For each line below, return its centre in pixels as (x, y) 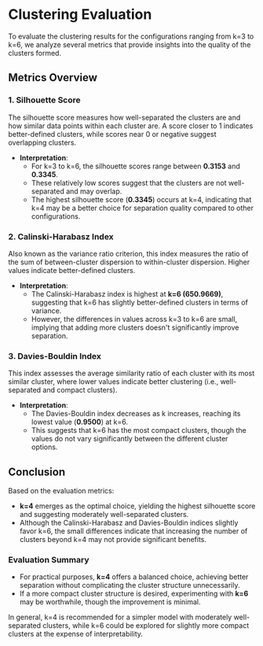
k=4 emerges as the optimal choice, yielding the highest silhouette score (137, 506)
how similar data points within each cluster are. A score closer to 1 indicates (131, 126)
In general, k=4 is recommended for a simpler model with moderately (120, 617)
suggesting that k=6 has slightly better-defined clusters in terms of (140, 302)
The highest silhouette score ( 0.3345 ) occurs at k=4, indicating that (141, 199)
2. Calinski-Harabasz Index (61, 236)
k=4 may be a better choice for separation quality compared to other (142, 208)
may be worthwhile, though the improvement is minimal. (110, 602)
